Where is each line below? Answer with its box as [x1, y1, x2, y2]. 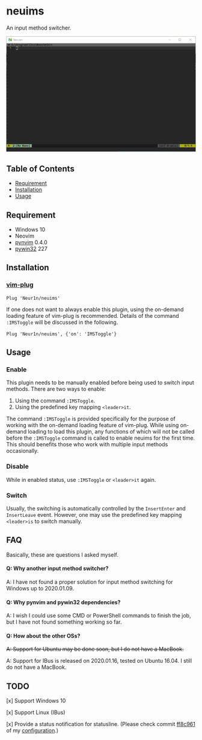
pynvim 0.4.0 [14, 239, 48, 246]
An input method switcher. [6, 24, 72, 31]
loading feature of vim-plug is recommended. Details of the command [6, 312, 179, 319]
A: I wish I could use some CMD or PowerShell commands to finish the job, [6, 612, 191, 619]
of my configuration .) [6, 727, 59, 734]
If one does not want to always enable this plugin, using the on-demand [6, 306, 184, 313]
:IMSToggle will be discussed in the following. [6, 318, 118, 326]
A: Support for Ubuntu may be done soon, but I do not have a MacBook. [6, 645, 185, 653]
